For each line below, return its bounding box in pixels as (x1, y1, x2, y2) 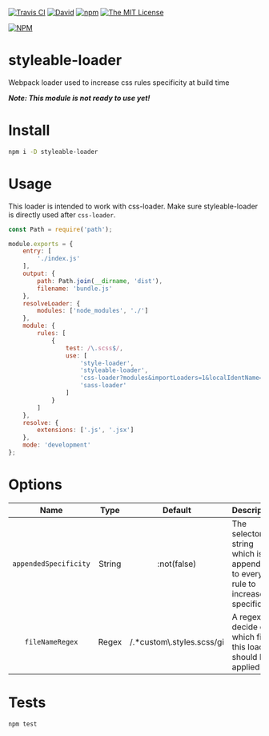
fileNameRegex (24, 637, 78, 646)
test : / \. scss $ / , (65, 344, 124, 352)
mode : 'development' (22, 441, 91, 449)
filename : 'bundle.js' (37, 285, 113, 293)
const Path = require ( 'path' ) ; (8, 225, 113, 233)
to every (231, 568, 263, 579)
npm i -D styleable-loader (8, 148, 98, 156)
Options (8, 475, 62, 494)
